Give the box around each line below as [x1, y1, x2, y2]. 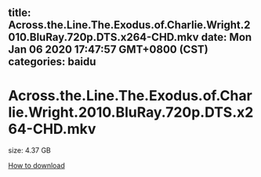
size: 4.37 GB [8, 146, 51, 155]
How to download [8, 161, 65, 171]
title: [8, 6, 31, 20]
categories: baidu [8, 55, 96, 69]
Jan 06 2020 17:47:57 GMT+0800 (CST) [8, 43, 209, 56]
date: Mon [201, 31, 252, 44]
